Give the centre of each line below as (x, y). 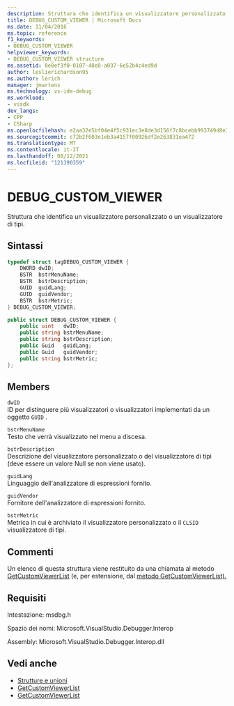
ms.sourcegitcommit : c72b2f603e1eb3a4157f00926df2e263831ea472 (101, 137)
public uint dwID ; (49, 326)
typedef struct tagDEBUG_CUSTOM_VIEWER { (68, 262)
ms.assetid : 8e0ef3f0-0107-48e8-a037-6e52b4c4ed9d (82, 66)
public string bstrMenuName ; (62, 333)
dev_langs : (23, 111)
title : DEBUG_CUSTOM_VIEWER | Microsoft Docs (74, 20)
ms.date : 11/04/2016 (37, 26)
